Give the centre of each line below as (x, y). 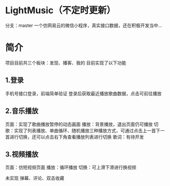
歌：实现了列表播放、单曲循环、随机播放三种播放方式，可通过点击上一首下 (83, 130)
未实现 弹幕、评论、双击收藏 (35, 178)
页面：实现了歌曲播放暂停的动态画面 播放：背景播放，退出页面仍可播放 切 (82, 124)
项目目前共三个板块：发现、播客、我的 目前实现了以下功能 (66, 63)
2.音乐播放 (22, 111)
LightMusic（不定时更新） (60, 10)
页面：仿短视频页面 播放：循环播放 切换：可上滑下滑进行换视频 (71, 167)
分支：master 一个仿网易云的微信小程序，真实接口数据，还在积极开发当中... (84, 25)
